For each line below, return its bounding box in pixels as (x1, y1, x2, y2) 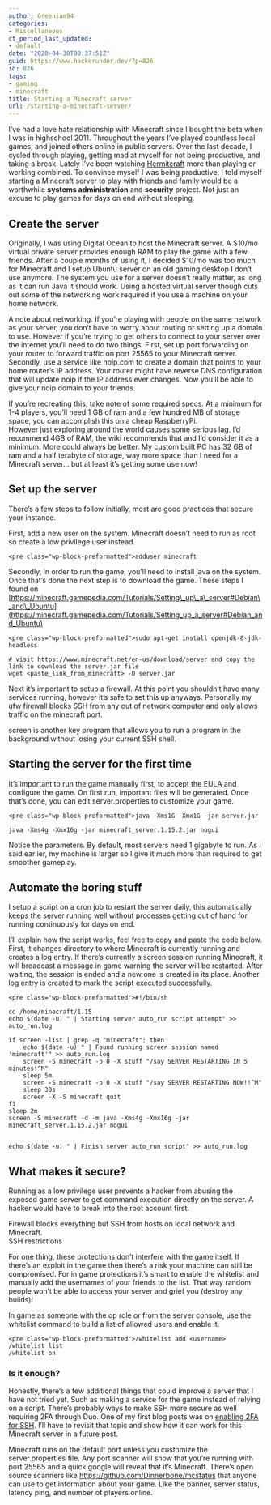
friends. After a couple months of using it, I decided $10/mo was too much (8, 255, 256, 265)
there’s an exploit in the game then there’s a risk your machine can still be (8, 1260, 253, 1270)
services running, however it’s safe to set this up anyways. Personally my (8, 692, 252, 701)
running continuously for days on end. (8, 919, 136, 929)
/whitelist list (8, 1342, 63, 1350)
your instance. (8, 512, 57, 522)
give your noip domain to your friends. (8, 382, 136, 393)
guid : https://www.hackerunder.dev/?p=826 (8, 58, 154, 66)
